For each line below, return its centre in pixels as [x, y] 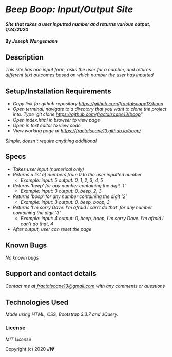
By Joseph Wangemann [32, 41]
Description [24, 57]
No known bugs [22, 257]
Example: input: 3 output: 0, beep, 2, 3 [61, 191]
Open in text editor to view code [47, 125]
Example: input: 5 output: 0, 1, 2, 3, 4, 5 [62, 180]
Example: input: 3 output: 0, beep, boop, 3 [65, 202]
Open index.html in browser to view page [56, 120]
